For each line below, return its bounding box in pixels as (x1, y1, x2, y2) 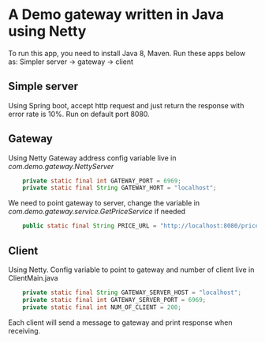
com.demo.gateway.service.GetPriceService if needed (8, 207, 186, 217)
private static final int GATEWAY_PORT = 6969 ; (22, 176, 181, 185)
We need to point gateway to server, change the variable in (8, 198, 200, 208)
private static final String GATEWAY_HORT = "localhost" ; (22, 184, 217, 192)
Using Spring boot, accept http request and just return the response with (8, 100, 244, 110)
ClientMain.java (8, 273, 58, 282)
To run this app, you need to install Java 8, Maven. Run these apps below (8, 48, 246, 58)
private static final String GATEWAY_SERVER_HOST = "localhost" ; (22, 288, 242, 296)
